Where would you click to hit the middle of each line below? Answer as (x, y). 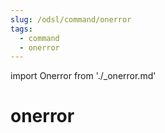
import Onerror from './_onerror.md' (83, 76)
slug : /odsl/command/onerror (71, 19)
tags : (21, 29)
